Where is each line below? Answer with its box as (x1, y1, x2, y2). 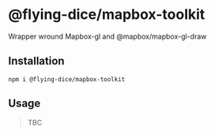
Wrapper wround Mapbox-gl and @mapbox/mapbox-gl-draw (8, 32, 207, 41)
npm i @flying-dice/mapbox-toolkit (8, 75, 126, 84)
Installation (8, 54, 65, 68)
